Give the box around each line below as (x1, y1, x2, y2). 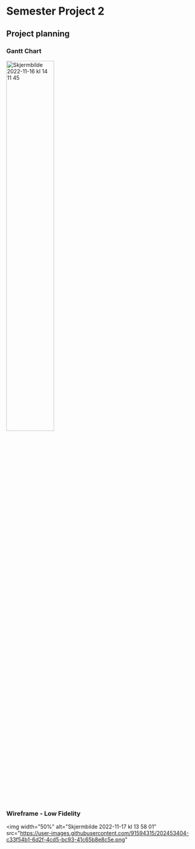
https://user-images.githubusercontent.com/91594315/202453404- (20, 830, 189, 837)
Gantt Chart (6, 47, 42, 55)
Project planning (6, 29, 70, 39)
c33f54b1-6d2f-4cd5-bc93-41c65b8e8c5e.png (6, 836, 125, 844)
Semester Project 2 (6, 4, 105, 18)
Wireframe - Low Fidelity (6, 809, 81, 817)
